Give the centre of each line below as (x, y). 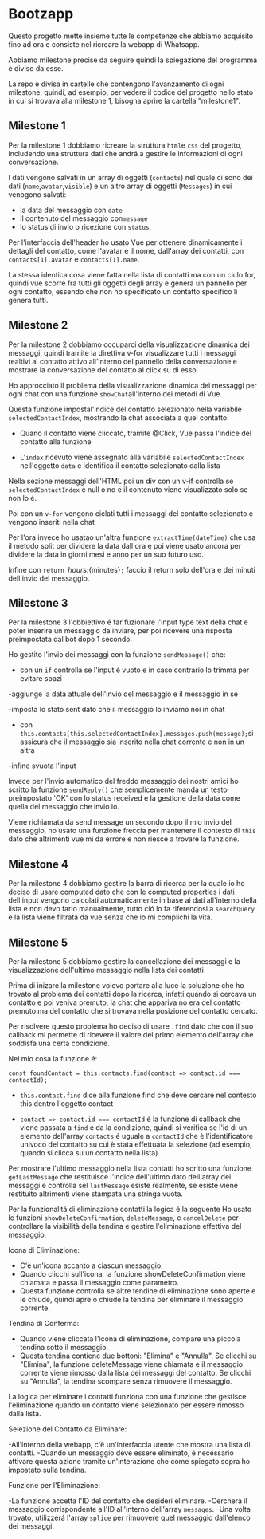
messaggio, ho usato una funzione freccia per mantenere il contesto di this (132, 831)
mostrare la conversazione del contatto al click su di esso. (103, 370)
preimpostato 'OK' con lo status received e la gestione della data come (125, 798)
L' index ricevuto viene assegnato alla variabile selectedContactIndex (132, 457)
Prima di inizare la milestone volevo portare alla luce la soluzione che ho (126, 985)
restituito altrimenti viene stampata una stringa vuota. (95, 1194)
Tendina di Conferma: (44, 1323)
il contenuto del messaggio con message (84, 218)
